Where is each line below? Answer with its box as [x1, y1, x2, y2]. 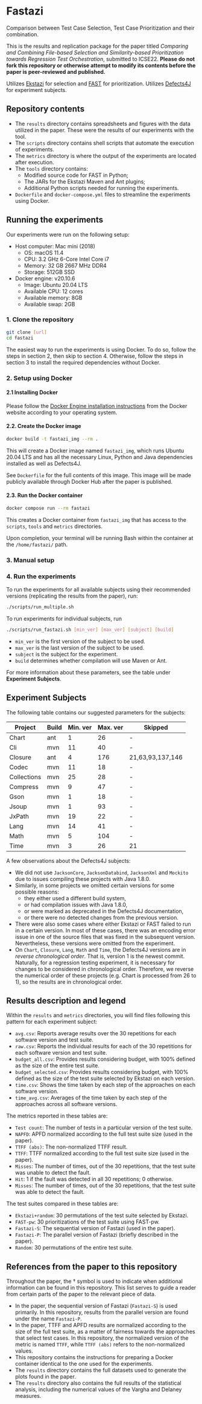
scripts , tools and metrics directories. [6, 522, 103, 530]
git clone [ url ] [6, 329, 47, 335]
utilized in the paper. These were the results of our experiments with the [14, 126, 194, 134]
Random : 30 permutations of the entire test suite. [14, 1244, 133, 1251]
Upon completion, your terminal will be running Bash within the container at [6, 534, 194, 541]
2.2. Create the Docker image [6, 423, 81, 430]
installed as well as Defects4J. [6, 460, 82, 467]
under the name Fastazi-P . [14, 1315, 83, 1322]
